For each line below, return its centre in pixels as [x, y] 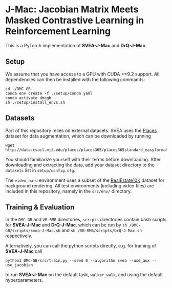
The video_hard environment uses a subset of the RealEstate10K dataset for [85, 180]
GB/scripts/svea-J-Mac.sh [33, 231]
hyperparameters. [24, 280]
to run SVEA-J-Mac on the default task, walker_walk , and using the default [84, 275]
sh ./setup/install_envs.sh [35, 102]
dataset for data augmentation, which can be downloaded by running [78, 136]
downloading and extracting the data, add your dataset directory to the [80, 165]
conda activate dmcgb [28, 98]
